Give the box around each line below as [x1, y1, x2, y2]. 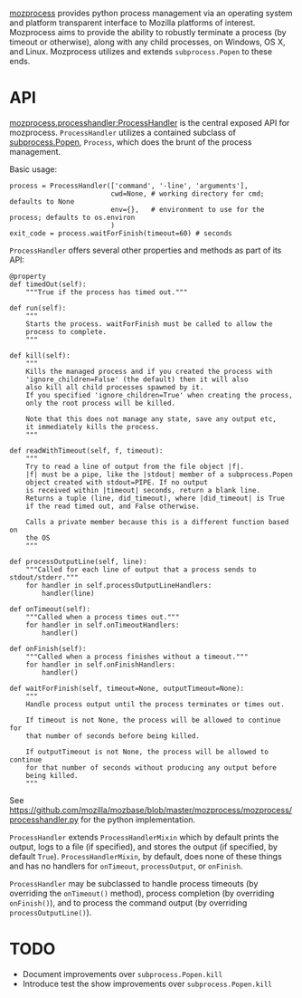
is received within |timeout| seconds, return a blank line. [25, 485, 260, 494]
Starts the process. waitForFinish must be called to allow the [25, 319, 273, 329]
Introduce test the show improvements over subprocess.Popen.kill [22, 978, 273, 989]
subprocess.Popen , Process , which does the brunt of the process [9, 136, 252, 148]
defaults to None [9, 197, 75, 206]
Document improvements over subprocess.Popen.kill [22, 968, 223, 979]
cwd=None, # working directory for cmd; [109, 189, 265, 198]
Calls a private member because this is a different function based [25, 517, 289, 526]
